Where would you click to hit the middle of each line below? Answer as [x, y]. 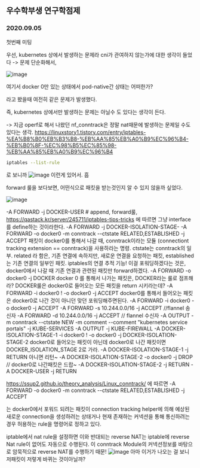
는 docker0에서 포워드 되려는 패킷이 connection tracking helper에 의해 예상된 [98, 409]
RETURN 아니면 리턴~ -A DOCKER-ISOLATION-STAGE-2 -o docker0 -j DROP [99, 357]
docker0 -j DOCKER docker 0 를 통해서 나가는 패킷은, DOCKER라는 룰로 [92, 278]
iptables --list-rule [33, 162]
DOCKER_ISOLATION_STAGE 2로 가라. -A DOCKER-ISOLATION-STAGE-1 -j [98, 350]
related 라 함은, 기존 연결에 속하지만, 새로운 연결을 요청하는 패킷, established [104, 256]
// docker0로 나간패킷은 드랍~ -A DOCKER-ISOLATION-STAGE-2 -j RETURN [98, 364]
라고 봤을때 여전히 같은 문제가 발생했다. [52, 99]
